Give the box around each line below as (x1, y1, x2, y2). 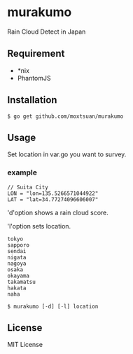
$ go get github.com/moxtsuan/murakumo (7, 113, 124, 120)
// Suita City (7, 184, 49, 191)
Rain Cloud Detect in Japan (7, 27, 86, 36)
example (7, 168, 37, 177)
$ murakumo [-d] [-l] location (7, 303, 99, 310)
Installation (7, 94, 57, 106)
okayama (7, 272, 30, 279)
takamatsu (7, 278, 36, 285)
